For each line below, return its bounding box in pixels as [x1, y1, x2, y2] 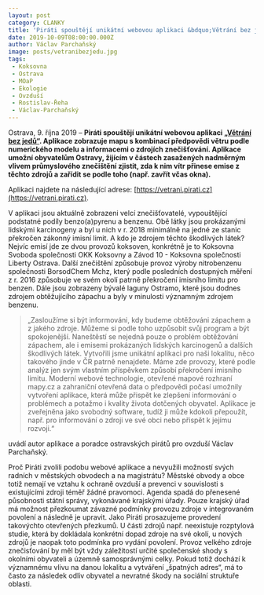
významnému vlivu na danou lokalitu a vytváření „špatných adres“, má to [8, 563, 244, 571]
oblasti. [8, 579, 32, 589]
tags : [8, 56, 26, 64]
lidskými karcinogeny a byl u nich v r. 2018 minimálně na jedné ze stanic [8, 225, 241, 234]
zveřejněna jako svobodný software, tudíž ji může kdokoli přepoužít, [27, 407, 247, 416]
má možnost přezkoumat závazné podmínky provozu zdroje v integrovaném [8, 504, 254, 513]
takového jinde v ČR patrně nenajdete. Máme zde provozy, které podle [27, 357, 256, 366]
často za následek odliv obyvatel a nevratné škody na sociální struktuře [8, 571, 240, 580]
